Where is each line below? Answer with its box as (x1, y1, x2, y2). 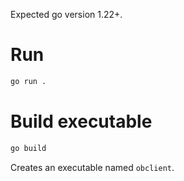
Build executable (10, 110, 153, 133)
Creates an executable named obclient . (10, 161, 175, 173)
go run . (10, 76, 47, 86)
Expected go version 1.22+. (10, 9, 123, 20)
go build (10, 143, 47, 153)
